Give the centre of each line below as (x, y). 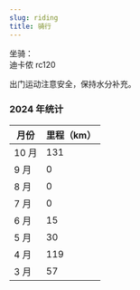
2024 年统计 (37, 110)
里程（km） (71, 135)
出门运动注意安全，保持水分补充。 (73, 83)
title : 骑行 (30, 26)
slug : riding (34, 18)
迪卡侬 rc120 (33, 64)
